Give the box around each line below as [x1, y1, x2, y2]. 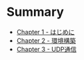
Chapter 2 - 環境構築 [16, 36, 76, 45]
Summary [6, 4, 64, 20]
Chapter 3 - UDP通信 [16, 45, 77, 53]
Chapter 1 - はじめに [16, 28, 75, 36]
